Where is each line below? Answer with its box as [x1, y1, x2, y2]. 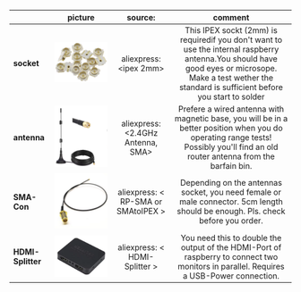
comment [212, 12, 250, 22]
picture [66, 12, 96, 22]
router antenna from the [187, 151, 275, 162]
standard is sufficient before [178, 81, 284, 92]
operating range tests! [190, 132, 272, 143]
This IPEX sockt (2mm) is [185, 24, 278, 36]
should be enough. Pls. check [176, 206, 286, 217]
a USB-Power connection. [182, 270, 280, 281]
